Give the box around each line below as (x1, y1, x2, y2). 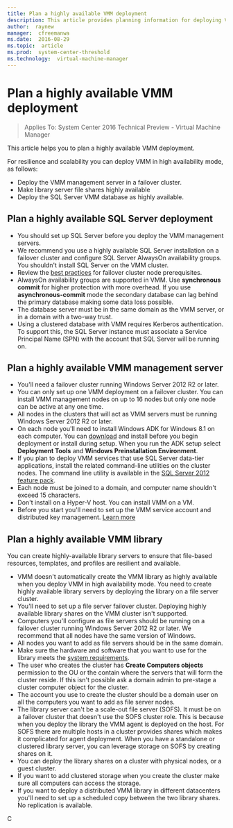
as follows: (7, 164, 38, 173)
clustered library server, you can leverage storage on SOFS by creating (17, 742, 221, 750)
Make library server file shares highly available (17, 185, 150, 194)
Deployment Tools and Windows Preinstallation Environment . (17, 447, 198, 455)
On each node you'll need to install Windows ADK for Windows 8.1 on (17, 425, 215, 433)
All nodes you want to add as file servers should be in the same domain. (17, 639, 223, 648)
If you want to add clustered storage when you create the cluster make (17, 772, 220, 780)
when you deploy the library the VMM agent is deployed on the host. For (17, 720, 225, 729)
